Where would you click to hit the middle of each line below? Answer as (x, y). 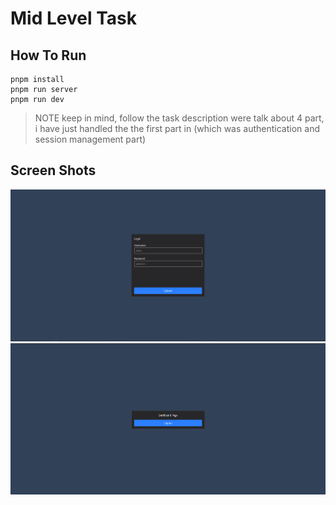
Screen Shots (53, 170)
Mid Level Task (73, 18)
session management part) (90, 139)
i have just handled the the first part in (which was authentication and (177, 128)
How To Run (48, 55)
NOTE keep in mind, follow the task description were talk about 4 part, (179, 118)
